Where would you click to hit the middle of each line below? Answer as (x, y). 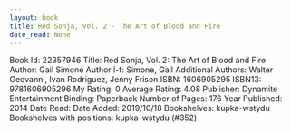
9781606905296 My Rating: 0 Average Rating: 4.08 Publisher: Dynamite (144, 89)
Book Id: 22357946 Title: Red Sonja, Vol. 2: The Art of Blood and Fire (138, 61)
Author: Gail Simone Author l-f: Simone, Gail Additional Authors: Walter (141, 70)
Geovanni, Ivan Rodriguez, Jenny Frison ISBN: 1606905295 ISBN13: (136, 80)
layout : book (34, 18)
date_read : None (40, 34)
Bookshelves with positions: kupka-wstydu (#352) (103, 118)
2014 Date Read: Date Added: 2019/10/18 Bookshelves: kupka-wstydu (140, 108)
